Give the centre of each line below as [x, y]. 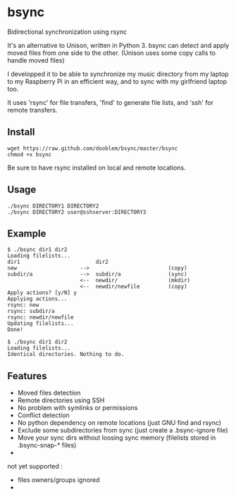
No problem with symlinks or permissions [77, 408]
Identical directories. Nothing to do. [66, 355]
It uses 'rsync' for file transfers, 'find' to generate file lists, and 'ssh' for [110, 102]
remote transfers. [32, 110]
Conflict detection [44, 415]
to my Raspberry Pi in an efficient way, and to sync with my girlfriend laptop [117, 81]
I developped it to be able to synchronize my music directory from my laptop [118, 74]
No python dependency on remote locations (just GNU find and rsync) [119, 423]
